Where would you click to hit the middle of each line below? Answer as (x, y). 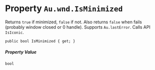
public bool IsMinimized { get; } (40, 41)
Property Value (21, 52)
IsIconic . (15, 32)
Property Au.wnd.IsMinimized (64, 9)
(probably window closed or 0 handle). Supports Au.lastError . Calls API (78, 27)
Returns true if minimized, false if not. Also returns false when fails (74, 22)
